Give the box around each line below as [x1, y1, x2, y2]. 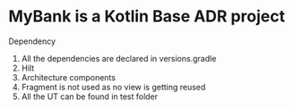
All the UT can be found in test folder [21, 91, 159, 102]
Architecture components [21, 71, 116, 82]
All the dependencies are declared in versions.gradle [21, 53, 217, 63]
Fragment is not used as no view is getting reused [21, 81, 206, 92]
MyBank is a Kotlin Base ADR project [8, 6, 286, 27]
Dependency [8, 36, 56, 46]
